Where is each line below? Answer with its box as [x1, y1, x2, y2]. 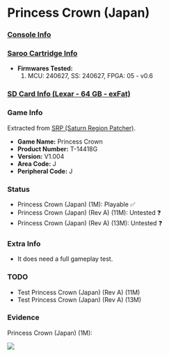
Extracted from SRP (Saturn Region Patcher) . [7, 123, 136, 132]
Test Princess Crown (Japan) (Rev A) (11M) [17, 288, 140, 296]
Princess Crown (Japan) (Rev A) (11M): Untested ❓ [17, 208, 161, 217]
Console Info [7, 30, 51, 40]
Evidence [7, 312, 40, 322]
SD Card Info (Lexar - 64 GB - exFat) [7, 89, 131, 99]
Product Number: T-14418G [17, 144, 98, 153]
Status [7, 184, 30, 194]
